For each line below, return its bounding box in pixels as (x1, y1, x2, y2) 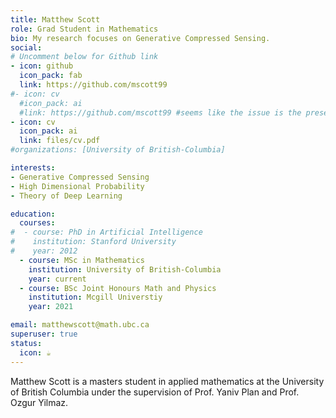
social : (10, 42, 43, 53)
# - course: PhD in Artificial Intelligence (10, 227, 203, 238)
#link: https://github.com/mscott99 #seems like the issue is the (19, 107, 302, 118)
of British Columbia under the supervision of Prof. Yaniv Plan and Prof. (10, 386, 300, 398)
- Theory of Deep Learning (10, 191, 123, 201)
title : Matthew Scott (10, 14, 101, 25)
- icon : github (10, 61, 74, 71)
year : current (28, 274, 87, 284)
